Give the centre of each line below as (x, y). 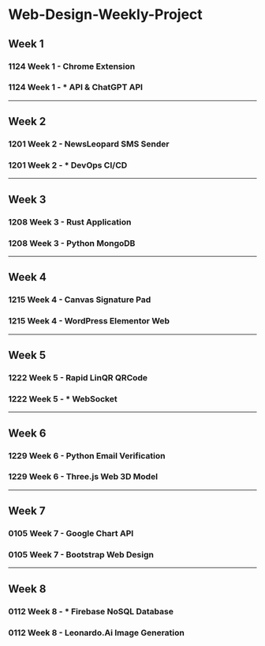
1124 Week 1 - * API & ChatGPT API (76, 87)
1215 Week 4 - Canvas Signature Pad (80, 300)
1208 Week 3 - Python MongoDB (72, 243)
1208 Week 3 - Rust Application (70, 221)
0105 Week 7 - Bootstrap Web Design (81, 555)
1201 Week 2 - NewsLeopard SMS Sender (89, 144)
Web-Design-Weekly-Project (105, 15)
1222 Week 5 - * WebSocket (63, 399)
